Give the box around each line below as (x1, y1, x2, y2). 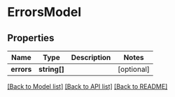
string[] (38, 64, 64, 74)
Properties (7, 32, 55, 44)
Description (71, 53, 111, 62)
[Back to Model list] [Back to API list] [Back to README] (7, 82, 168, 91)
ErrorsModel (7, 4, 82, 20)
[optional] (118, 64, 150, 74)
